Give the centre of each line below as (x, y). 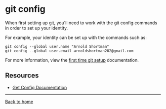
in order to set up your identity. (37, 28)
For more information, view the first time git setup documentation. (72, 60)
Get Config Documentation (40, 87)
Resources (22, 76)
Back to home (19, 102)
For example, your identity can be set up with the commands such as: (76, 37)
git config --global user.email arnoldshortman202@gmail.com (69, 51)
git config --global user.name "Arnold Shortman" (57, 46)
